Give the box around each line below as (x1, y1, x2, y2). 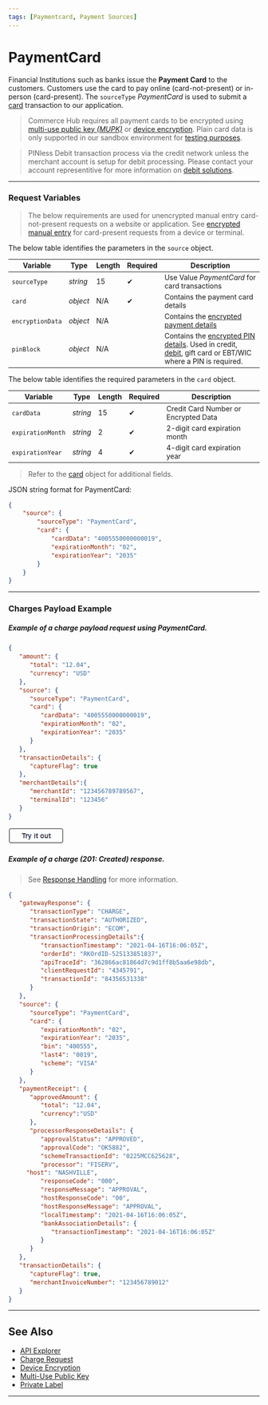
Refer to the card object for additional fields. (27, 469, 173, 478)
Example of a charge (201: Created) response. (8, 855, 165, 864)
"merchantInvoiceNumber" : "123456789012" (29, 1278, 170, 1286)
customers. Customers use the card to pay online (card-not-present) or (8, 83, 243, 93)
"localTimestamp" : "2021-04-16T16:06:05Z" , (40, 1211, 187, 1219)
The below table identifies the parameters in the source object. (8, 243, 214, 252)
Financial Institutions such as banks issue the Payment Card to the (8, 74, 228, 84)
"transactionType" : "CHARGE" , (29, 907, 130, 916)
